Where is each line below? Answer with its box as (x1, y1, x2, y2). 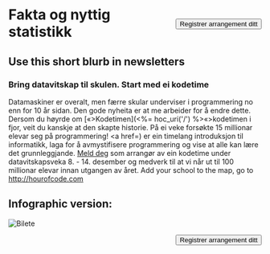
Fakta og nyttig (8, 6, 111, 24)
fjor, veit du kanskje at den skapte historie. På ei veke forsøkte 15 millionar (8, 122, 253, 132)
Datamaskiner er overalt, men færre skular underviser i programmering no (8, 96, 253, 106)
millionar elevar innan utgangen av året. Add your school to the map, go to (8, 165, 254, 174)
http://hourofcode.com (8, 174, 84, 183)
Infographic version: (8, 197, 112, 211)
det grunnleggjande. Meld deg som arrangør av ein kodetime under (8, 148, 231, 158)
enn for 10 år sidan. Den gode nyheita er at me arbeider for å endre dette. (8, 105, 252, 115)
